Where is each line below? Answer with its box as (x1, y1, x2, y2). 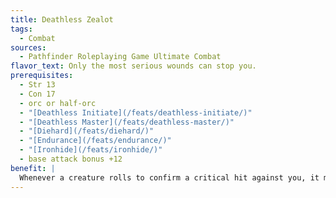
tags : (10, 24, 33, 34)
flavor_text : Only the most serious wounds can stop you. (10, 61, 257, 71)
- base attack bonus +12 (19, 154, 123, 164)
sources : (10, 42, 47, 53)
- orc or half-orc (19, 98, 97, 108)
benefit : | (10, 163, 56, 173)
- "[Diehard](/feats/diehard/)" (19, 126, 155, 136)
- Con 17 (19, 89, 56, 99)
